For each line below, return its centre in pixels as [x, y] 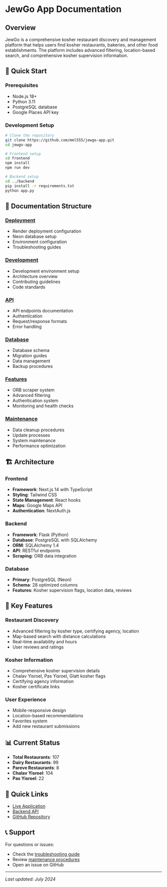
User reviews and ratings [38, 647]
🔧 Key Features [29, 606]
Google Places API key [36, 112]
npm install [17, 163]
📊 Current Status [33, 742]
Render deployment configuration [47, 231]
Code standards [29, 287]
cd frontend [17, 158]
